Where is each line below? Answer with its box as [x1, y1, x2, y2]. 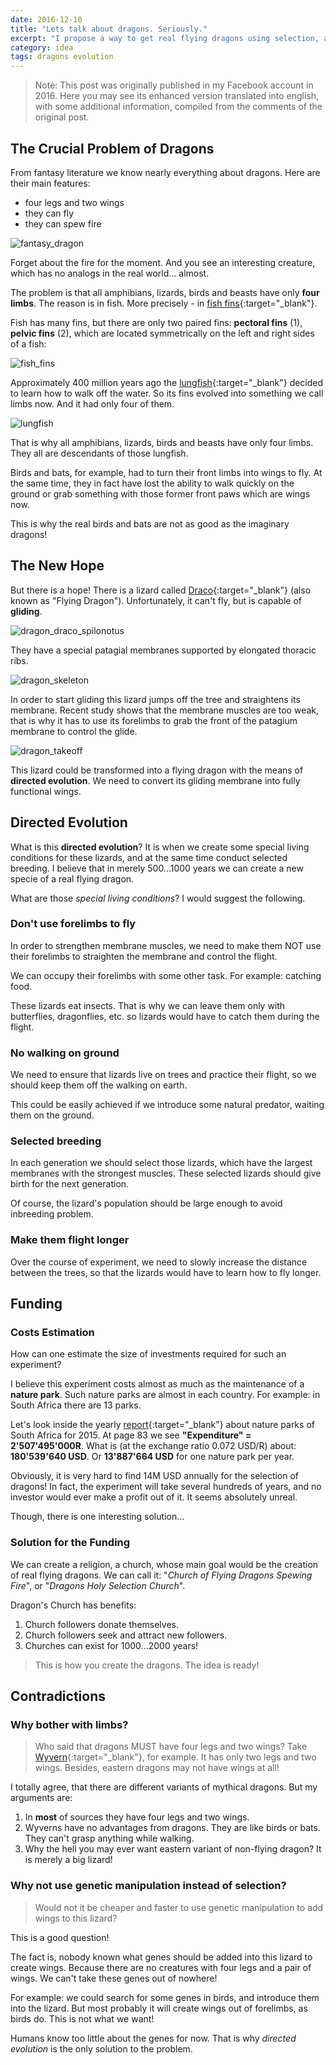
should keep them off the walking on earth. [10, 1079, 188, 1091]
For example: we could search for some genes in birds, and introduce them [10, 1991, 320, 2003]
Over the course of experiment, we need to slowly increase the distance [10, 1256, 308, 1268]
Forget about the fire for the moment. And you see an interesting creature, [10, 256, 316, 268]
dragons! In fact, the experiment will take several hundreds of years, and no [10, 1481, 322, 1493]
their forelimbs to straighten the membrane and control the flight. [10, 950, 278, 962]
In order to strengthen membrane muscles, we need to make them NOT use [10, 939, 322, 951]
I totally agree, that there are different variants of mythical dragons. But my [10, 1781, 318, 1793]
